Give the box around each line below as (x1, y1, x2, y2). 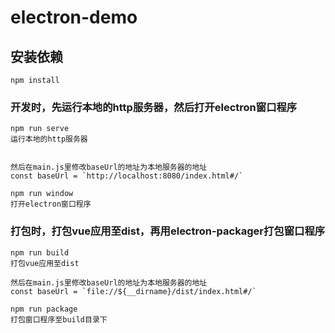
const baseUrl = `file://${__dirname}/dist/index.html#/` (10, 286, 257, 296)
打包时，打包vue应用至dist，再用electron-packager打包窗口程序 (10, 224, 326, 238)
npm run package (10, 304, 78, 314)
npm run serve (10, 124, 70, 134)
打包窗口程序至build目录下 (10, 314, 108, 325)
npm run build (10, 247, 70, 258)
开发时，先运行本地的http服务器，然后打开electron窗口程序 (10, 100, 298, 114)
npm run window (10, 189, 74, 199)
